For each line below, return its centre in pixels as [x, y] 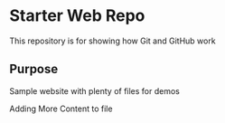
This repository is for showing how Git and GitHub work [112, 41]
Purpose [34, 69]
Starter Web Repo [77, 16]
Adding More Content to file [61, 109]
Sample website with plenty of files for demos [95, 90]
